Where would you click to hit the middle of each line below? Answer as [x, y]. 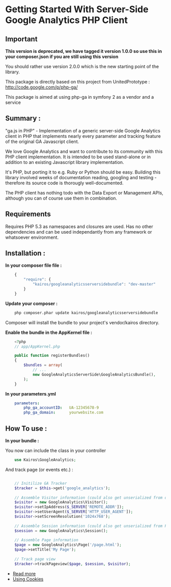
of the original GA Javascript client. [42, 142]
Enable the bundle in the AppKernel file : [49, 332]
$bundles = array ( [43, 365]
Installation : [25, 253]
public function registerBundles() [52, 356]
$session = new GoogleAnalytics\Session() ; [61, 530]
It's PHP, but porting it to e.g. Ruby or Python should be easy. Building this [83, 172]
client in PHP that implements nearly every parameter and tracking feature [83, 136]
